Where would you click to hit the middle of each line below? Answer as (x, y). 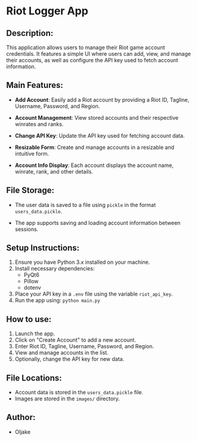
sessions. (27, 229)
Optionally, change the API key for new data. (69, 359)
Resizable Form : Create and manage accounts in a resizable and (95, 147)
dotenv (33, 288)
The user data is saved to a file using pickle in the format (85, 205)
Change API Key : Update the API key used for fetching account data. (100, 135)
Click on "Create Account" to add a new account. (75, 340)
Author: (21, 417)
